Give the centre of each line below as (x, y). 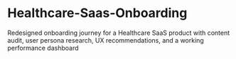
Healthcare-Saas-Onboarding (97, 13)
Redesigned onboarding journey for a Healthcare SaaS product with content (119, 33)
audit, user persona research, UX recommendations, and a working (106, 40)
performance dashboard (43, 48)
